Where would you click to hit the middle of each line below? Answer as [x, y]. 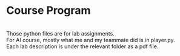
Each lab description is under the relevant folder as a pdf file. [82, 46]
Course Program [48, 11]
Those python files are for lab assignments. [61, 33]
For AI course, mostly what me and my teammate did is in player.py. [91, 40]
